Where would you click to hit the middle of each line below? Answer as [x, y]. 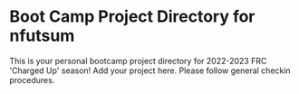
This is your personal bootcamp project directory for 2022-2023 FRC [138, 61]
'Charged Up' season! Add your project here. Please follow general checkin [150, 70]
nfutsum [42, 36]
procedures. [32, 80]
